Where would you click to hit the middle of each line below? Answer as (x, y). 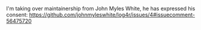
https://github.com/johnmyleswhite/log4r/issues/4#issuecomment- (112, 15)
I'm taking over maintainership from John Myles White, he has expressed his (101, 9)
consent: (17, 15)
